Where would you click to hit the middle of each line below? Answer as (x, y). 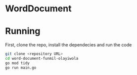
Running (23, 31)
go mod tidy (17, 63)
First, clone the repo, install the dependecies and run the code (68, 45)
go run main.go (21, 68)
